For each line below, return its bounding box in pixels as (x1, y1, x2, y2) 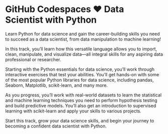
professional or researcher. (5, 56, 61, 62)
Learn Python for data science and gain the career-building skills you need (5, 31, 160, 37)
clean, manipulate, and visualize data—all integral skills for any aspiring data (5, 51, 163, 57)
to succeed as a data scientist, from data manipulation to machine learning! (5, 36, 161, 42)
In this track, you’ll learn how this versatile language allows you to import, (5, 46, 157, 52)
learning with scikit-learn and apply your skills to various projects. (5, 108, 142, 114)
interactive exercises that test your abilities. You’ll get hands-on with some (5, 71, 159, 77)
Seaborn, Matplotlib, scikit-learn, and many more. (5, 82, 108, 88)
